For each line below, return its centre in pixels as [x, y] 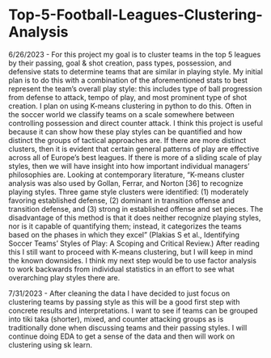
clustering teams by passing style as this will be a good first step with [124, 301]
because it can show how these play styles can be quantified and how [125, 132]
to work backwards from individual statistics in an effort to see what [121, 269]
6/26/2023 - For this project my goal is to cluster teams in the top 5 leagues [135, 54]
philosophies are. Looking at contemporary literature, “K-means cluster [127, 175]
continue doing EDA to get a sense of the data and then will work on [122, 336]
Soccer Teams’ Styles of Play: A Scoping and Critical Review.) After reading [134, 243]
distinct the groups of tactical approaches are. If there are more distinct [127, 140]
